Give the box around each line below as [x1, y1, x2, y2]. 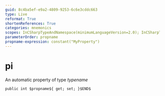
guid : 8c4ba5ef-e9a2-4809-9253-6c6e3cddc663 [5, 7, 98, 12]
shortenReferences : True [5, 21, 56, 26]
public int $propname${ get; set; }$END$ [5, 86, 91, 91]
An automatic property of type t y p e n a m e [5, 77, 88, 83]
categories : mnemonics [5, 26, 52, 31]
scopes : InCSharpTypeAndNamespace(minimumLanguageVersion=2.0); [5, 30, 139, 35]
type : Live [5, 12, 27, 17]
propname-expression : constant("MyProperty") [5, 39, 100, 44]
